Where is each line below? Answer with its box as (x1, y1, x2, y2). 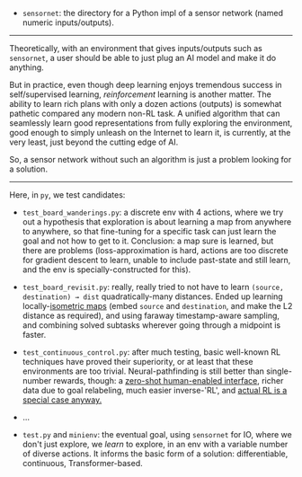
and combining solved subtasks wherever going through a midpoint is (22, 320, 281, 331)
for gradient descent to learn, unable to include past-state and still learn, (22, 255, 291, 265)
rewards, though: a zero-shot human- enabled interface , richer (53, 375, 284, 385)
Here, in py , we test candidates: (9, 190, 126, 200)
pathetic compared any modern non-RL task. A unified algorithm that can (9, 108, 280, 119)
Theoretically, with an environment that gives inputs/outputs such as (9, 43, 262, 53)
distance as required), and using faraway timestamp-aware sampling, (22, 310, 280, 321)
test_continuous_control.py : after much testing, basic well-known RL (22, 347, 281, 358)
